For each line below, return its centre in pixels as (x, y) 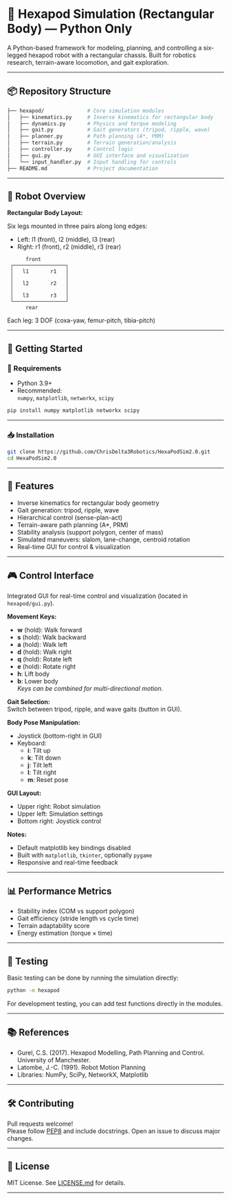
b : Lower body (37, 681)
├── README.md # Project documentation (82, 168)
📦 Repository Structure (59, 91)
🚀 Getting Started (45, 348)
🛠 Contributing (41, 1104)
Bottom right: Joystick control (59, 821)
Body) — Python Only (70, 29)
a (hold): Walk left (42, 644)
